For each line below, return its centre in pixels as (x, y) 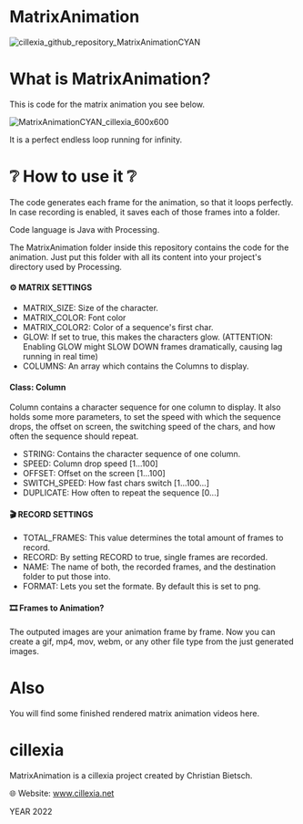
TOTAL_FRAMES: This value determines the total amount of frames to (153, 538)
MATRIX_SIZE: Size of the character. (91, 308)
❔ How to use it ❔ (73, 177)
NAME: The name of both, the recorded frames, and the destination (149, 567)
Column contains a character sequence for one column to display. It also (145, 407)
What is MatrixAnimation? (110, 79)
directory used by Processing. (66, 266)
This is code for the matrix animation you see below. (107, 104)
